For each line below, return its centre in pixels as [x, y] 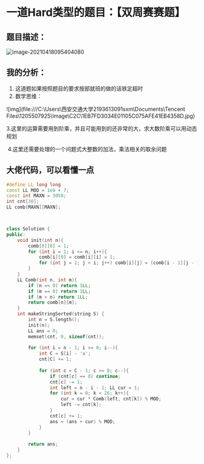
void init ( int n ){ [40, 240]
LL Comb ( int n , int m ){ [47, 280]
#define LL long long [34, 184]
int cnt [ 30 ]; [23, 202]
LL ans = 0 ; [43, 331]
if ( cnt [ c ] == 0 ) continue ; [85, 376]
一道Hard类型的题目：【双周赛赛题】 [96, 12]
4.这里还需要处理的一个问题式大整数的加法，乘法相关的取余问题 [87, 149]
